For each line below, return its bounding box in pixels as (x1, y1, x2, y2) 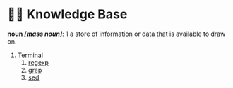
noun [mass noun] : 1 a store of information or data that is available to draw (7, 30, 226, 38)
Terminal (17, 51, 44, 59)
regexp (28, 58, 49, 66)
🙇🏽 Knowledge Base (7, 6, 128, 23)
